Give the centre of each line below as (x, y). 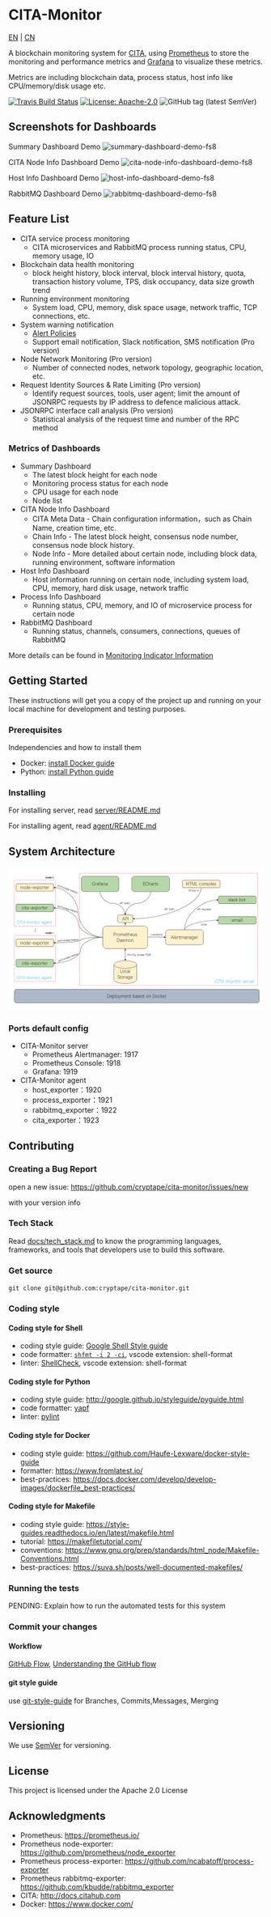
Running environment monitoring (75, 299)
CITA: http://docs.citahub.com (70, 1895)
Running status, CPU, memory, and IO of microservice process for (142, 605)
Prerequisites (35, 730)
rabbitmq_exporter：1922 (74, 1109)
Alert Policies (54, 333)
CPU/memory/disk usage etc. (57, 86)
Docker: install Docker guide (67, 763)
